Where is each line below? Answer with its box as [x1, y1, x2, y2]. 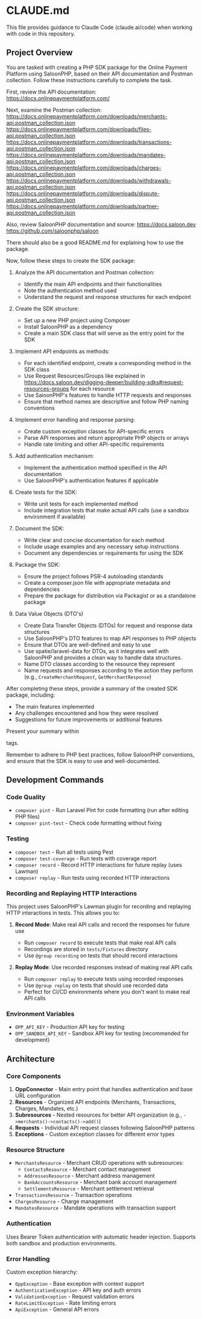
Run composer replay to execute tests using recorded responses [24, 975, 184, 982]
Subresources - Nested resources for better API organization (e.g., [14, 1111, 182, 1118]
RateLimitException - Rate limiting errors [14, 1299, 116, 1306]
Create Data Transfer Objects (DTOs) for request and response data [24, 622, 193, 629]
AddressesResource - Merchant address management [24, 1172, 155, 1179]
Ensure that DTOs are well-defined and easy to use [24, 641, 151, 648]
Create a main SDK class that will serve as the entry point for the [24, 329, 185, 337]
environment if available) [24, 513, 86, 520]
